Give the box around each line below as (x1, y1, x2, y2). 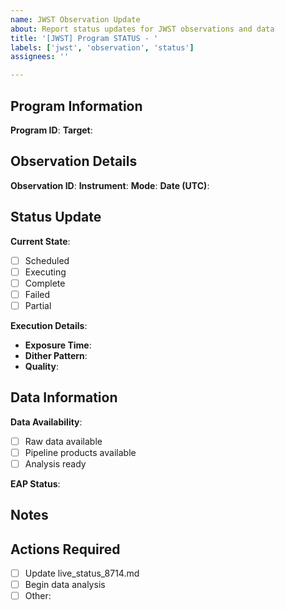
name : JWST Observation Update (10, 14, 141, 25)
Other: (24, 590, 52, 602)
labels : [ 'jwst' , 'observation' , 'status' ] (10, 42, 195, 53)
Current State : (10, 235, 71, 247)
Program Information (10, 97, 143, 115)
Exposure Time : (24, 339, 92, 351)
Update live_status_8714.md (24, 567, 140, 580)
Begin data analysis (24, 579, 106, 591)
